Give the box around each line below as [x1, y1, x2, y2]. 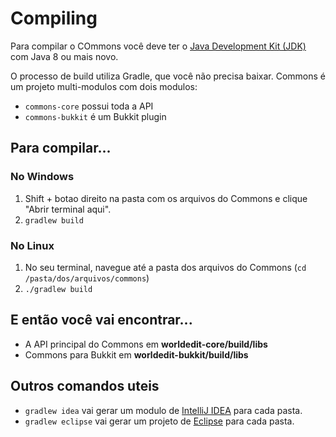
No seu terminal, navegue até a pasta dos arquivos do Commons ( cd [24, 261, 307, 273]
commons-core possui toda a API [24, 100, 154, 112]
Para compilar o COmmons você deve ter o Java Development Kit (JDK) [10, 40, 307, 52]
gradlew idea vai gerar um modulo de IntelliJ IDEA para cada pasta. [24, 404, 303, 416]
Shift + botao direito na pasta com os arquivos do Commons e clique [24, 192, 308, 204]
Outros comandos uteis [10, 378, 160, 395]
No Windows [10, 170, 75, 184]
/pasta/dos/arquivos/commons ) [24, 272, 150, 284]
